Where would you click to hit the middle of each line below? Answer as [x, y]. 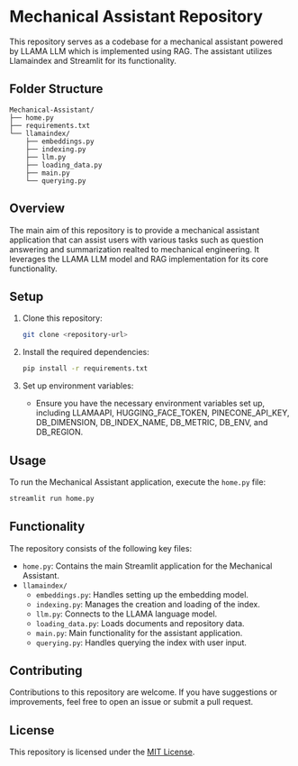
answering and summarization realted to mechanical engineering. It [134, 249]
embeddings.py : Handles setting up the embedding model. [142, 594]
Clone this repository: [62, 318]
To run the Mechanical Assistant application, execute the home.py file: [138, 482]
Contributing [46, 671]
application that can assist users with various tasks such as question [136, 240]
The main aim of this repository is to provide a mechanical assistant [135, 230]
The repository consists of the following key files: [100, 548]
